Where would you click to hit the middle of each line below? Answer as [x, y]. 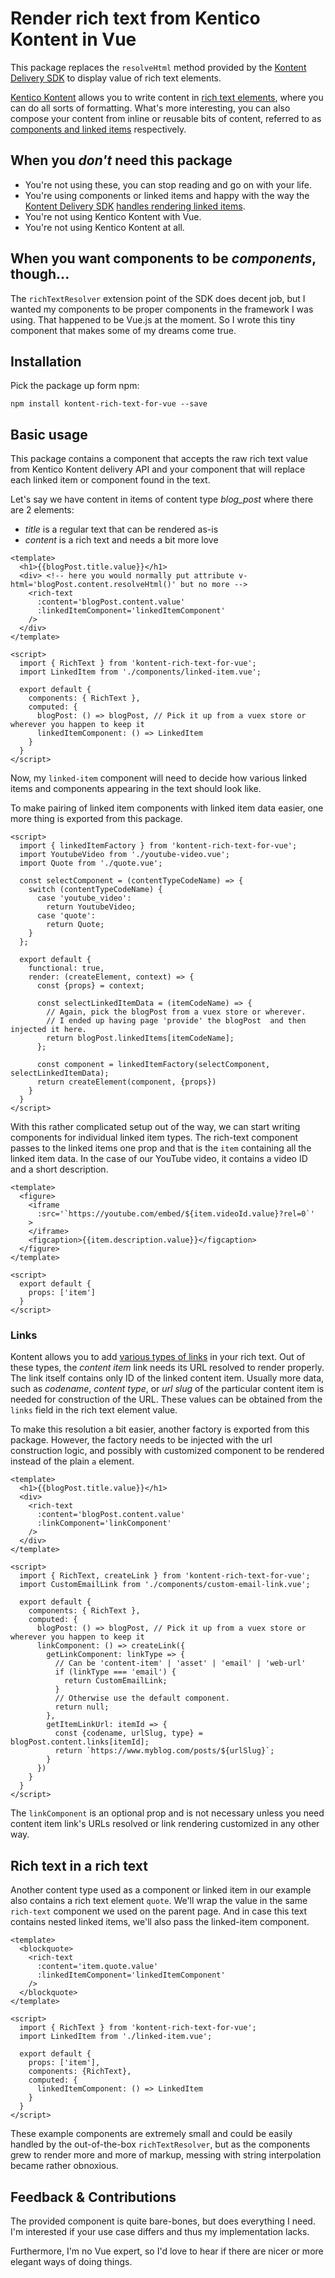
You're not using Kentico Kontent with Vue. [113, 216]
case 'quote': [66, 916]
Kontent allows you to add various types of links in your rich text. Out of [158, 1357]
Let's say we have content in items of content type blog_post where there [162, 499]
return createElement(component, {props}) [126, 1082]
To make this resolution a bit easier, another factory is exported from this [160, 1429]
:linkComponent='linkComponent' [104, 1523]
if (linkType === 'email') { [115, 1672]
